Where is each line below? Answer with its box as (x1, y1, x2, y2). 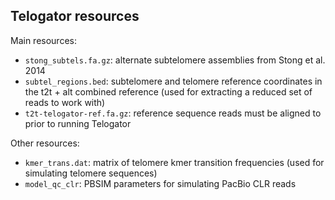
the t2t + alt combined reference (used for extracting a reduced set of (24, 85, 313, 98)
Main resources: (10, 34, 77, 46)
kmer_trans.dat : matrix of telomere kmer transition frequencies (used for (24, 156, 325, 168)
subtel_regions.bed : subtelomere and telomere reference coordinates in (24, 75, 323, 87)
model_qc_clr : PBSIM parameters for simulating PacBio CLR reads (24, 177, 297, 189)
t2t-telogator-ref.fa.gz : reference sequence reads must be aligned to (24, 107, 322, 119)
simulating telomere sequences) (24, 167, 158, 179)
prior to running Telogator (24, 117, 132, 129)
